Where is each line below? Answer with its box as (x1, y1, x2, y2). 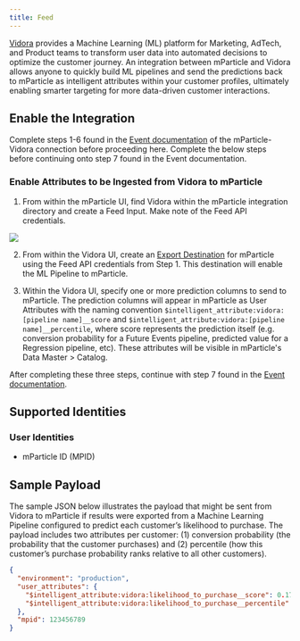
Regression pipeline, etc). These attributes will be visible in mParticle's (21, 342, 282, 353)
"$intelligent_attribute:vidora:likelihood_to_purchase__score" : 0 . (25, 590, 286, 599)
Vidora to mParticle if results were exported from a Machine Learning (9, 511, 264, 521)
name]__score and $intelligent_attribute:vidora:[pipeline (62, 313, 286, 324)
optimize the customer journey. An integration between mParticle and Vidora (9, 56, 291, 67)
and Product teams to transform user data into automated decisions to (9, 46, 268, 58)
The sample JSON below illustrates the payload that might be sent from (9, 501, 272, 512)
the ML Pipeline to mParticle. (21, 268, 129, 279)
